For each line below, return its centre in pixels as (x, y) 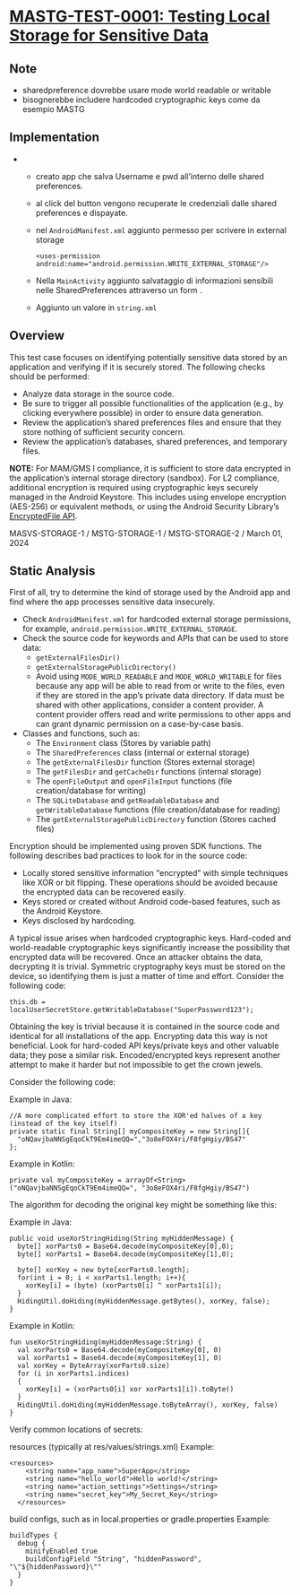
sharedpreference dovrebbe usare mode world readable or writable (146, 90)
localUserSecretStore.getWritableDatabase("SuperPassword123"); (132, 1010)
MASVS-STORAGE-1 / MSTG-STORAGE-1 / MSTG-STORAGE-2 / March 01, (146, 533)
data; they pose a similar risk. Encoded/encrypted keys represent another (145, 1055)
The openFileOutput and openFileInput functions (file (134, 781)
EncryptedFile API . (43, 516)
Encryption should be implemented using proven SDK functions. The (136, 846)
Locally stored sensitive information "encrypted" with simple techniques (155, 873)
